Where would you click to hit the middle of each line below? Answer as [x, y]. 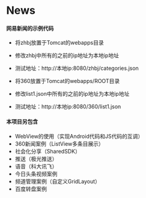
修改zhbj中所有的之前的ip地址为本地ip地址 [67, 55]
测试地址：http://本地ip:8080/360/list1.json [68, 107]
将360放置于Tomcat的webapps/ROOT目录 [67, 81]
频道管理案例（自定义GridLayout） [58, 181]
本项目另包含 [22, 122]
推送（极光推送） [36, 159]
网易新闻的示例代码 [30, 28]
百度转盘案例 [31, 189]
